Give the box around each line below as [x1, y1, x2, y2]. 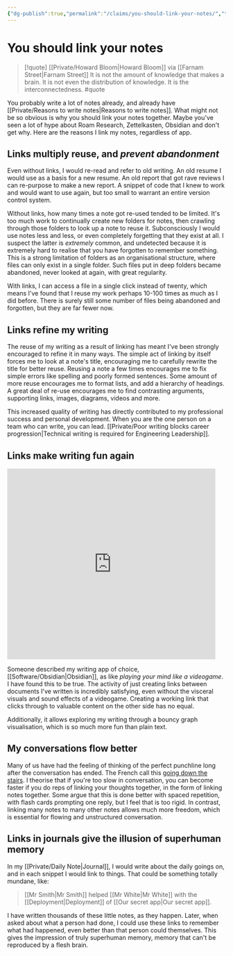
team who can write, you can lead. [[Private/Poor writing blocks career [7, 422, 209, 431]
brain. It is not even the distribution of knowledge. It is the [24, 78, 189, 86]
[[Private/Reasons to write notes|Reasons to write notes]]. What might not [7, 105, 218, 114]
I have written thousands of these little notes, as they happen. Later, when [7, 911, 218, 919]
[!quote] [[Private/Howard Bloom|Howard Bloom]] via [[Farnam [24, 63, 204, 71]
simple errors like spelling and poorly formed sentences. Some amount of [7, 372, 217, 380]
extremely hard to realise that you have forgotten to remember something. [7, 246, 218, 255]
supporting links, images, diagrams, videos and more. [7, 394, 161, 402]
